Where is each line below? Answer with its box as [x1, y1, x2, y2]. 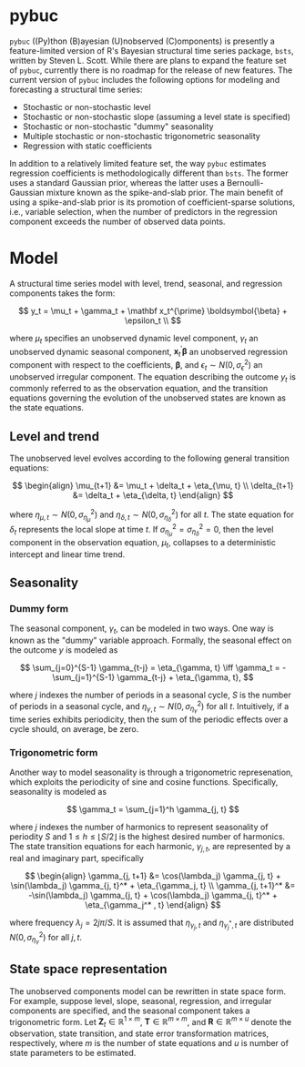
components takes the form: [9, 288, 116, 299]
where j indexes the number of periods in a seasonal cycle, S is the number [9, 689, 291, 701]
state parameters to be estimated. [9, 1048, 137, 1059]
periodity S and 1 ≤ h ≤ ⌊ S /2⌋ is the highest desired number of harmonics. [9, 831, 285, 842]
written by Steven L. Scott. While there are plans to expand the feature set [9, 55, 287, 66]
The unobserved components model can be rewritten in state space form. [9, 985, 287, 997]
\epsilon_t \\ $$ [124, 315, 182, 326]
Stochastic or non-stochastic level [22, 101, 152, 112]
